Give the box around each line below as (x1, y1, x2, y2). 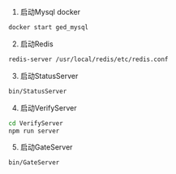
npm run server (8, 127, 60, 135)
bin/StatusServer (8, 87, 67, 95)
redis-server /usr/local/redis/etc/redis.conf (8, 55, 169, 63)
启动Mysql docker (19, 7, 81, 16)
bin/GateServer (8, 159, 60, 167)
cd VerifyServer (8, 119, 63, 128)
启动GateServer (19, 142, 73, 152)
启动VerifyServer (19, 102, 77, 112)
